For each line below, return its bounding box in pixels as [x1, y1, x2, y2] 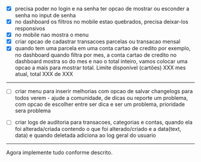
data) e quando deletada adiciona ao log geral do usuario [14, 132, 157, 139]
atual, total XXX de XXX [14, 71, 74, 78]
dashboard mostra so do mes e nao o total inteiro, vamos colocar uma [14, 58, 188, 65]
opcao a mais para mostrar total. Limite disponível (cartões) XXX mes [14, 64, 186, 71]
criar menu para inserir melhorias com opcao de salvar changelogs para [14, 88, 193, 95]
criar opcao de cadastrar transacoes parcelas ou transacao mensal [14, 38, 181, 45]
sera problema [14, 107, 51, 114]
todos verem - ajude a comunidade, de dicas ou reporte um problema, [14, 94, 188, 102]
